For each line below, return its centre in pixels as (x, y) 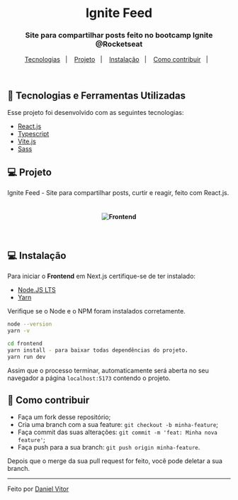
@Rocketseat (119, 44)
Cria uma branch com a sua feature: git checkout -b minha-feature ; (118, 425)
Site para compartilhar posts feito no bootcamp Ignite (119, 35)
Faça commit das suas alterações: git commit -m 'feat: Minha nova (117, 432)
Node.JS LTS (37, 290)
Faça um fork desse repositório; (64, 417)
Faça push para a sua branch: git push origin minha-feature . (109, 448)
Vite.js (27, 141)
